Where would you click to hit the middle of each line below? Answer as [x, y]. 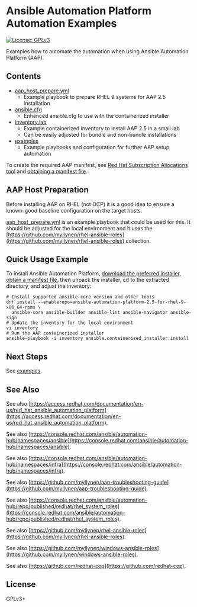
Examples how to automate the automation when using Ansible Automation [97, 51]
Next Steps [27, 357]
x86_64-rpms [21, 307]
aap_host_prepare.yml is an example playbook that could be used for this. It [98, 222]
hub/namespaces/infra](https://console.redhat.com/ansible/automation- [94, 464]
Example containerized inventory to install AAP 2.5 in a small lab [101, 128]
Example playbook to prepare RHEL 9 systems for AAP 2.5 [95, 97]
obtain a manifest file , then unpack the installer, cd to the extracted [88, 280]
